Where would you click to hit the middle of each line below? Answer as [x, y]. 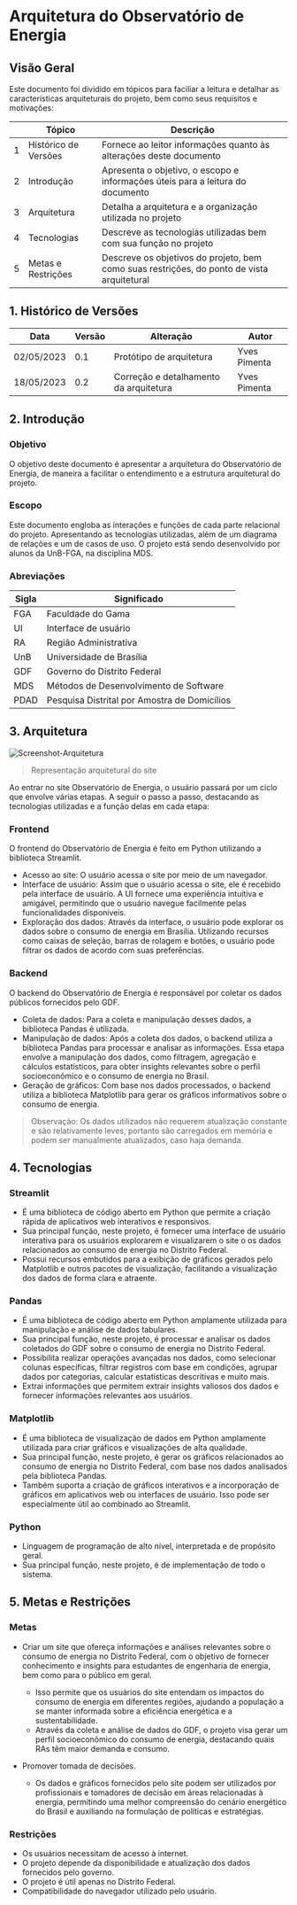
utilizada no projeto [141, 218]
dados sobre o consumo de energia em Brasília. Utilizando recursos [145, 931]
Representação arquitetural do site [94, 770]
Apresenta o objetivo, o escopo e [170, 170]
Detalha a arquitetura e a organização [179, 207]
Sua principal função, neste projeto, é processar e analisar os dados [146, 1339]
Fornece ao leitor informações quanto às [186, 145]
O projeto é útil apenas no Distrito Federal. [99, 1882]
